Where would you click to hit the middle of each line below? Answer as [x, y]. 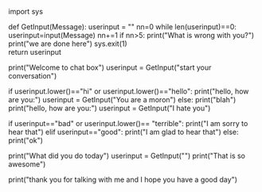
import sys [26, 12]
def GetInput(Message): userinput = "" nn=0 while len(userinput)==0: [123, 27]
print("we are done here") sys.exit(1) [68, 44]
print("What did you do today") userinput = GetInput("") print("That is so [127, 156]
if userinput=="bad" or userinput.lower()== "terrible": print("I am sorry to [128, 123]
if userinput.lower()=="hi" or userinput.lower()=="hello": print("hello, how [129, 91]
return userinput [35, 52]
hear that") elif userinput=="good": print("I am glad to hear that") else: [123, 132]
